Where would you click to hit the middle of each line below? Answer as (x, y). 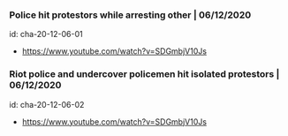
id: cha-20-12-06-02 (47, 104)
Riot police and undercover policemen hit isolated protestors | (144, 74)
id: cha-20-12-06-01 (46, 34)
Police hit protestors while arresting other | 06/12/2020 (130, 15)
